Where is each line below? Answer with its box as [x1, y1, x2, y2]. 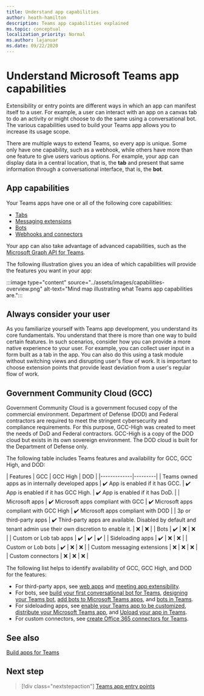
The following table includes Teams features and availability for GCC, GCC [6, 455, 192, 462]
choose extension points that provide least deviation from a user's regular [6, 364, 191, 371]
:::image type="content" [6, 278, 67, 286]
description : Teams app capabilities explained [6, 20, 129, 26]
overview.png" [6, 285, 42, 292]
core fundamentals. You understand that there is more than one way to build [6, 332, 197, 339]
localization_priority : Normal [6, 32, 86, 38]
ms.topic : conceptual [6, 26, 61, 32]
